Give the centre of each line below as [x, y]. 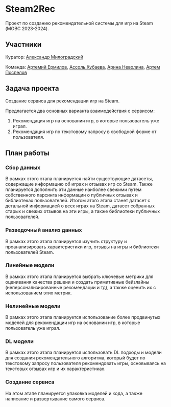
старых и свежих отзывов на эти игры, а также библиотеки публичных [83, 211]
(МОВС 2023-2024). [27, 28]
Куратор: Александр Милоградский [44, 57]
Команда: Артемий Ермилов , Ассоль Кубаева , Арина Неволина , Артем [83, 67]
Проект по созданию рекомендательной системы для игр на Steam [79, 23]
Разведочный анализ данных [44, 230]
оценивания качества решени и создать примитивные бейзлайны [77, 282]
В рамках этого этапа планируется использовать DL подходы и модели [83, 352]
